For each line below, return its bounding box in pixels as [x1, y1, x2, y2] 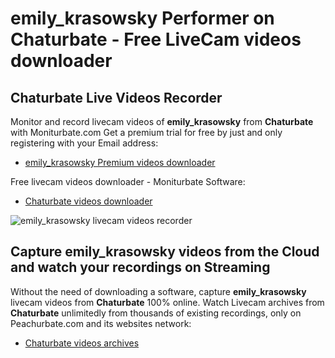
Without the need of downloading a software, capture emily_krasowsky [10, 285, 307, 297]
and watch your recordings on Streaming [10, 259, 271, 276]
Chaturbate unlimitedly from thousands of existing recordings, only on [10, 307, 302, 319]
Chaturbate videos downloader [24, 195, 153, 207]
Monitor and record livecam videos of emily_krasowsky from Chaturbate [10, 116, 314, 127]
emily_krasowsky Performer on [10, 7, 275, 30]
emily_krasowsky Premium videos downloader [24, 157, 216, 168]
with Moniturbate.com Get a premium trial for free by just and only [10, 127, 283, 138]
